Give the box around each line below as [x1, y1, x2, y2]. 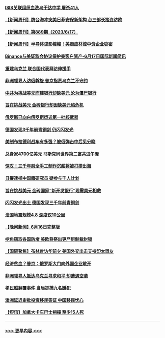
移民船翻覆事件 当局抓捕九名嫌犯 [5, 285, 71, 291]
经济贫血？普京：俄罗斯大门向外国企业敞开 [5, 261, 91, 267]
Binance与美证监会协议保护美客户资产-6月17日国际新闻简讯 [5, 53, 126, 59]
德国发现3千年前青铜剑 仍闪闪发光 [5, 126, 74, 133]
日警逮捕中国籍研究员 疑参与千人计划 [5, 175, 80, 181]
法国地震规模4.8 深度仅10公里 [5, 212, 65, 218]
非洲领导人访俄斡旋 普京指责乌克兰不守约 [5, 78, 88, 84]
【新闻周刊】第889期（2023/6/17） [5, 29, 79, 34]
